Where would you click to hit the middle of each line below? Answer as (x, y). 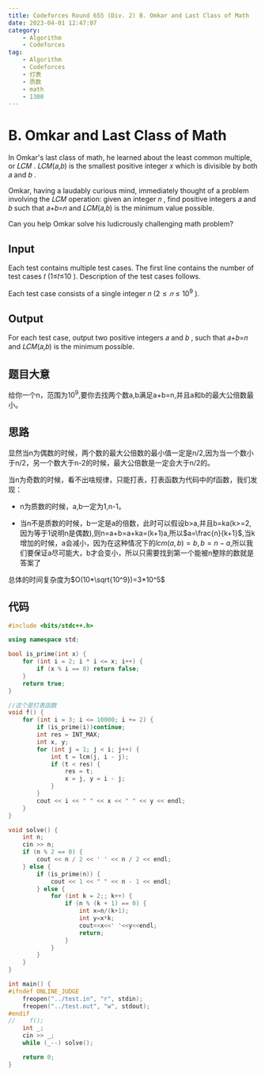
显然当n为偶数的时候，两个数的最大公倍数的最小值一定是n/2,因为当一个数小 (131, 453)
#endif (19, 1013)
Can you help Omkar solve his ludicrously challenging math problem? (121, 224)
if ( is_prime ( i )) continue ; (81, 728)
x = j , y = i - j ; (95, 779)
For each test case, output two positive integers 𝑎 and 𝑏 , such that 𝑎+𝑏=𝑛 (128, 338)
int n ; (33, 837)
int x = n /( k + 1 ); (104, 911)
